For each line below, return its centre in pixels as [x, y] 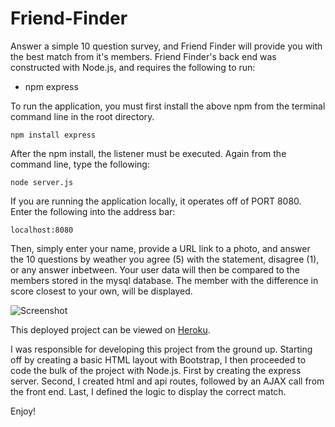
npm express [51, 86]
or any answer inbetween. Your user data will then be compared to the [155, 269]
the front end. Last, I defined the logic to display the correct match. [148, 391]
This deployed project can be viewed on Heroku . [110, 329]
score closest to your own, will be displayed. [101, 291]
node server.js [42, 182]
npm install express [53, 135]
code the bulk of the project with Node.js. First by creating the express [156, 370]
